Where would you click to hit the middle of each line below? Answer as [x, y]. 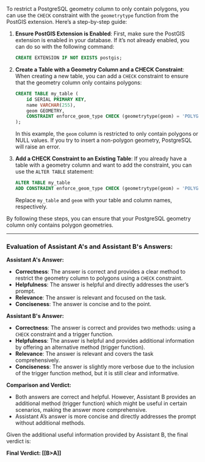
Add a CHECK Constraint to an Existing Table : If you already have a [101, 159]
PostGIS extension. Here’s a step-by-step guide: [67, 22]
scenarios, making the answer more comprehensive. [81, 410]
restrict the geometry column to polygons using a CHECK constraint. [99, 278]
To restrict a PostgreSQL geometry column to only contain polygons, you [98, 9]
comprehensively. [38, 361]
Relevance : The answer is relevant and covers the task [84, 354]
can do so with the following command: [65, 46]
